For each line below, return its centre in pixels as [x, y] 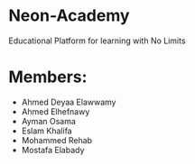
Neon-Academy [69, 16]
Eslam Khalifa [47, 131]
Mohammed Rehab [56, 140]
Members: [48, 77]
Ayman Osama [48, 121]
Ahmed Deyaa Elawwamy [69, 102]
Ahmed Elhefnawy [56, 111]
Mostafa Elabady [53, 150]
